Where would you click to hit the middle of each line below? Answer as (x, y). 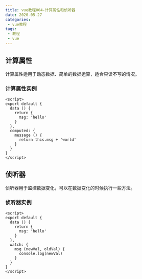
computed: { (23, 131)
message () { (28, 135)
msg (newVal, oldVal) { (40, 249)
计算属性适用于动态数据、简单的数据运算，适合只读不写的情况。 (72, 74)
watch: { (19, 245)
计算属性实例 (21, 89)
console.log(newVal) (41, 254)
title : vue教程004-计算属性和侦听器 (40, 10)
